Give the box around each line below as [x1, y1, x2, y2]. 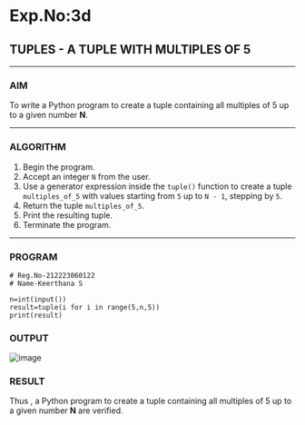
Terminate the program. [22, 219, 112, 230]
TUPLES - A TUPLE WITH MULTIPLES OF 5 [9, 42, 251, 57]
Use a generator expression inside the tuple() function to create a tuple [22, 181, 292, 192]
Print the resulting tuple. [22, 210, 113, 221]
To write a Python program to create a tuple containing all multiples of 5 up [9, 100, 290, 111]
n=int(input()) [9, 294, 67, 304]
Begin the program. [22, 161, 95, 173]
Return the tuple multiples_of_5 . [22, 200, 145, 211]
